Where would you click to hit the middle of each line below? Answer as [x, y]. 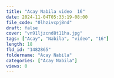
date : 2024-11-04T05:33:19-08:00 [47, 17]
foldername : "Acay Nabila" [39, 55]
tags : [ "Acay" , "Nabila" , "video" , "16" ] [58, 39]
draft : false [22, 28]
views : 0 [17, 66]
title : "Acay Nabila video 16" [46, 11]
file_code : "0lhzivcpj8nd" [39, 22]
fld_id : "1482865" [28, 50]
